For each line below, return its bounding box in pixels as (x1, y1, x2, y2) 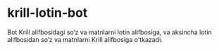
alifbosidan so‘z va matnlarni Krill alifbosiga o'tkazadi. (7, 35, 163, 43)
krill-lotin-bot (7, 5, 88, 21)
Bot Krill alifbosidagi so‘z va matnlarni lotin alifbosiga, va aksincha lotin (7, 28, 213, 36)
